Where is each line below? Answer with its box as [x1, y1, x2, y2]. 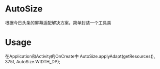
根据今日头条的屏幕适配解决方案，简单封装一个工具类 [5, 20, 112, 25]
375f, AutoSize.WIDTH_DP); [5, 58, 61, 64]
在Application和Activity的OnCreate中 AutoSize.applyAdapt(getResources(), [5, 53, 155, 59]
